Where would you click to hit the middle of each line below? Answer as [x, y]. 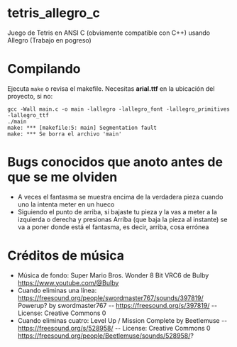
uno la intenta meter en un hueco [66, 204]
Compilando [44, 69]
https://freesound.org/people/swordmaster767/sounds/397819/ [110, 298]
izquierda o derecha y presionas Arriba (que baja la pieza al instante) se [122, 219]
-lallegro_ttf [28, 115]
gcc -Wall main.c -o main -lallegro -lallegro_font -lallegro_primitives [119, 109]
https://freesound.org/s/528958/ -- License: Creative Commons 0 [114, 328]
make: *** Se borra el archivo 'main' [65, 134]
